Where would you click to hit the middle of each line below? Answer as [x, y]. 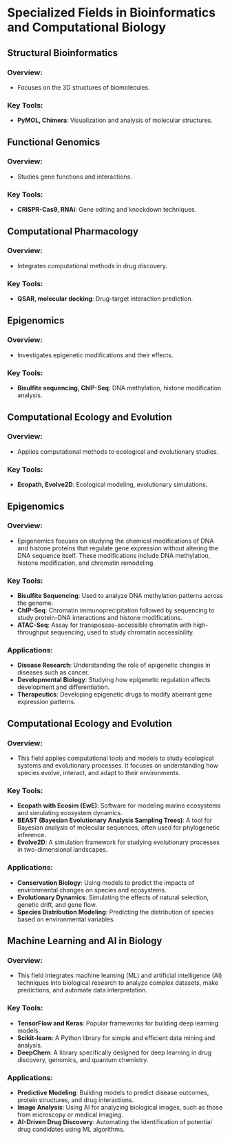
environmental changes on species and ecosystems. [92, 890]
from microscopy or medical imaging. [70, 1114]
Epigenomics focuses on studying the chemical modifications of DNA [115, 541]
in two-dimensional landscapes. [62, 850]
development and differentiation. [63, 687]
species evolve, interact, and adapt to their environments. [98, 773]
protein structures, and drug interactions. [75, 1100]
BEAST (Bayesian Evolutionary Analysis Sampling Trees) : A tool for [115, 820]
